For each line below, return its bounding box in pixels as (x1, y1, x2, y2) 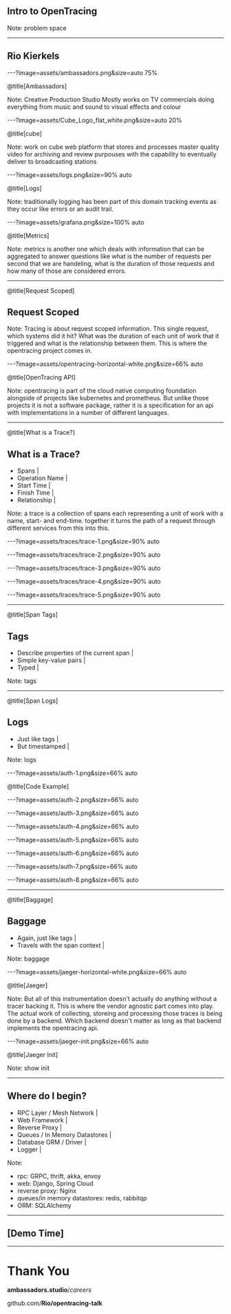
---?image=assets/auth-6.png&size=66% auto (7, 849, 139, 857)
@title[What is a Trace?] (7, 429, 76, 437)
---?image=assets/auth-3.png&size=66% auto (7, 809, 139, 817)
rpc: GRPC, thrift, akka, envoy (16, 1171, 102, 1180)
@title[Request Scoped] (7, 286, 75, 295)
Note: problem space (7, 23, 67, 32)
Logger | (16, 1145, 42, 1153)
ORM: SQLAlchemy (16, 1201, 72, 1209)
